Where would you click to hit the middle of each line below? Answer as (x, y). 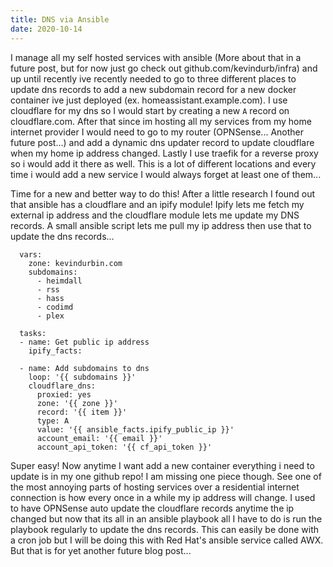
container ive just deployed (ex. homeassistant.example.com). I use (149, 100)
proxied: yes (64, 394)
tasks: (33, 333)
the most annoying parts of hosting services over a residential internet (155, 487)
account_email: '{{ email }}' (99, 438)
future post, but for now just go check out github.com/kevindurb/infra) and (164, 68)
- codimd (55, 307)
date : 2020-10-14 (46, 29)
